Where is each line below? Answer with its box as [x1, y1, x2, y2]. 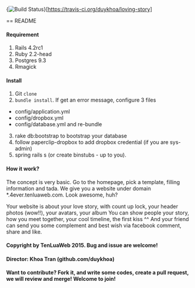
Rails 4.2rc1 [14, 44, 44, 51]
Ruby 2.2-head [14, 51, 52, 58]
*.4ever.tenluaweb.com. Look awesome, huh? [6, 191, 118, 198]
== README [6, 17, 37, 24]
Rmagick [14, 63, 37, 71]
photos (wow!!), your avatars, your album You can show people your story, [6, 209, 190, 216]
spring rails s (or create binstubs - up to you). [14, 151, 126, 158]
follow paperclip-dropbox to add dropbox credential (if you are [14, 139, 169, 146]
